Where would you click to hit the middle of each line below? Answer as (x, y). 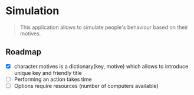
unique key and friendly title (48, 73)
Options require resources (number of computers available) (86, 86)
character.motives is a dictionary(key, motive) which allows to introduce (101, 66)
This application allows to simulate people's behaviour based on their (104, 27)
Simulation (32, 11)
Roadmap (24, 52)
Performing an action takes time (53, 79)
